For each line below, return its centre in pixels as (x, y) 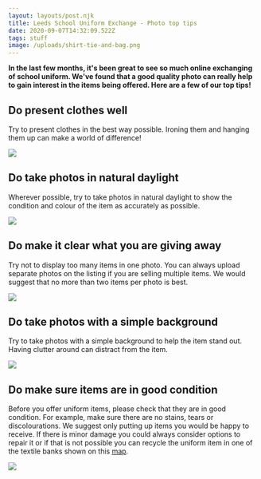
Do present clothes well (68, 110)
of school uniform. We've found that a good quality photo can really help (130, 77)
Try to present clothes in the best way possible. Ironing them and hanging (129, 129)
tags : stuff (28, 38)
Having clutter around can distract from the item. (88, 350)
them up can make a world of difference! (75, 137)
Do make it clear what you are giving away (115, 245)
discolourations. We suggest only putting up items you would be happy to (129, 426)
